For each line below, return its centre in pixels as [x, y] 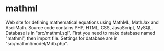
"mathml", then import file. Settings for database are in [61, 38]
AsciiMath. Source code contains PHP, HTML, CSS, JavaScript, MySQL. [79, 27]
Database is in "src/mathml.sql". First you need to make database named [80, 33]
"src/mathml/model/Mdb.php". [37, 43]
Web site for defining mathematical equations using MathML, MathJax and [82, 22]
